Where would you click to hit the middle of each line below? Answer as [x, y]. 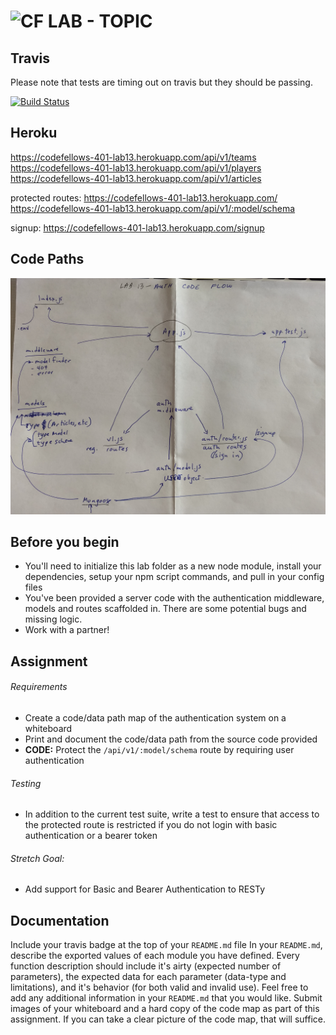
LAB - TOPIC [100, 21]
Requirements [39, 687]
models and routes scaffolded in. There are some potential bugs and [165, 609]
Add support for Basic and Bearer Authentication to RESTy [145, 889]
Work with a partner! [67, 630]
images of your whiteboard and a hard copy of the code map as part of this [165, 1009]
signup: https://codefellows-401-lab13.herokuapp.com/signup [137, 227]
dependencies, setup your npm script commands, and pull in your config [174, 577]
